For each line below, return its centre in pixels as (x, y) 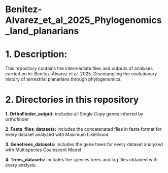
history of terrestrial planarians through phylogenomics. (63, 79)
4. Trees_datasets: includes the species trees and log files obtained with (82, 160)
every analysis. (21, 165)
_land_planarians (42, 31)
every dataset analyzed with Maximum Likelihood (57, 135)
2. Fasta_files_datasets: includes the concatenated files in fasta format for (83, 129)
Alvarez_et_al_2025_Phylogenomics (83, 20)
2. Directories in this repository (72, 100)
